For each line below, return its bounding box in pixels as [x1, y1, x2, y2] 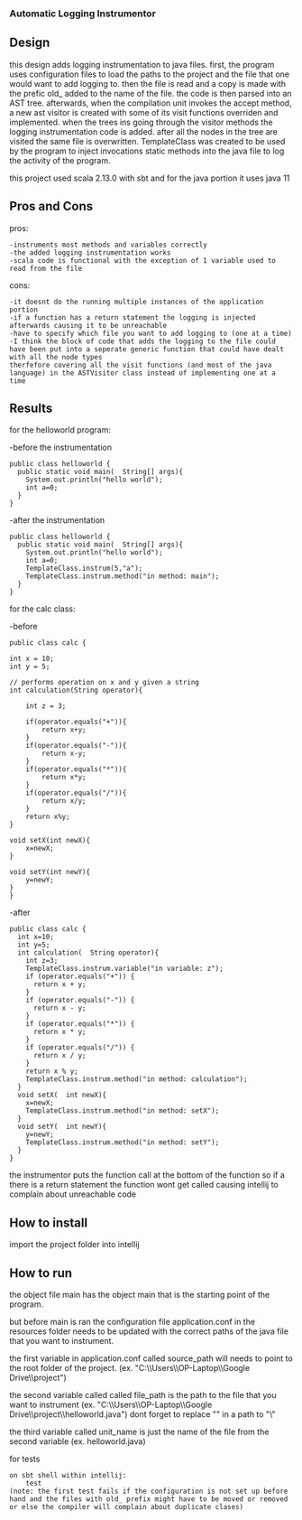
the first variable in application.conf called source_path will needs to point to [9, 1353, 293, 1364]
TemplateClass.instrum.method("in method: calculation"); [25, 1075, 248, 1084]
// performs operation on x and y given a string [9, 678, 200, 687]
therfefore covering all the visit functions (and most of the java [9, 360, 272, 369]
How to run [9, 1265, 73, 1281]
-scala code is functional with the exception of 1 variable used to [9, 256, 277, 265]
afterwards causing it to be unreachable [9, 321, 168, 330]
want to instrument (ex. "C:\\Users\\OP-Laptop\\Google [9, 1399, 213, 1410]
